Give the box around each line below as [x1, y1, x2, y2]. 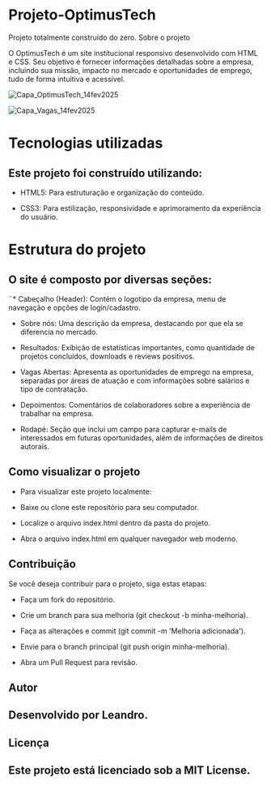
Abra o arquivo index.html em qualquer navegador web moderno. [19, 534, 239, 543]
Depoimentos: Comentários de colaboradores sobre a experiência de [19, 400, 251, 410]
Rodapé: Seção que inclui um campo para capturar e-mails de [19, 424, 227, 434]
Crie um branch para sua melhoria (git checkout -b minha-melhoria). [19, 610, 248, 620]
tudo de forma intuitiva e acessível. [8, 74, 125, 84]
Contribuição [8, 557, 77, 571]
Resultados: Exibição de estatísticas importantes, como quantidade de [19, 342, 255, 352]
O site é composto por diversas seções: [8, 272, 212, 286]
